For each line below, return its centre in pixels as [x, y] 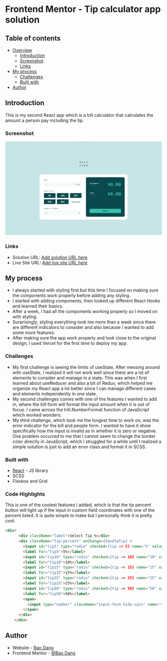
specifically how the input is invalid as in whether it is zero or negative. [85, 431]
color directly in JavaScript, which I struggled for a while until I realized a [87, 441]
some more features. [34, 332]
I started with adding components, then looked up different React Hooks [86, 301]
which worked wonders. [37, 415]
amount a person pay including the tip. [45, 120]
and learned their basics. [38, 306]
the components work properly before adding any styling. [71, 296]
